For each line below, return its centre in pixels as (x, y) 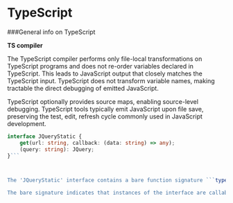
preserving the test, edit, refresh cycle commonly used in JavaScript (105, 116)
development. (27, 123)
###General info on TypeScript (51, 32)
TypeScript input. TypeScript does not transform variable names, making (111, 80)
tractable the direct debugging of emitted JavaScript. (83, 88)
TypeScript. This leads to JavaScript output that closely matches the (105, 73)
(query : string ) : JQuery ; (57, 149)
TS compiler (25, 45)
